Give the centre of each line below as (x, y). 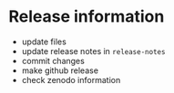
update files (44, 42)
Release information (87, 17)
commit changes (53, 60)
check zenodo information (71, 79)
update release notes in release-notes (93, 51)
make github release (60, 70)
